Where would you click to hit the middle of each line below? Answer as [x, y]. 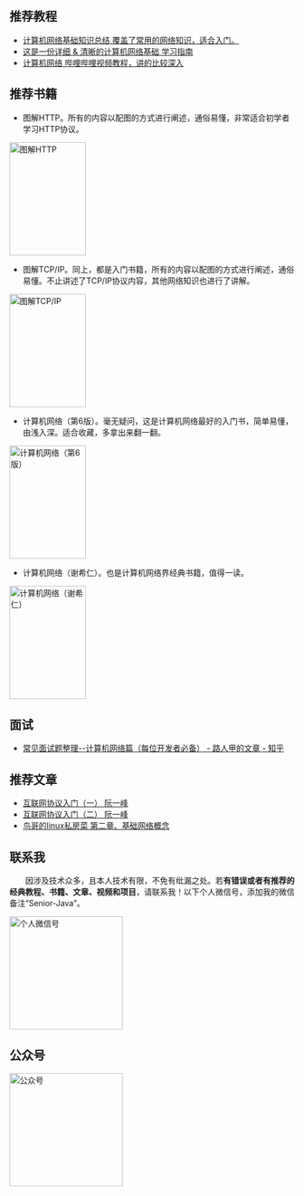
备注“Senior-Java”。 [47, 904]
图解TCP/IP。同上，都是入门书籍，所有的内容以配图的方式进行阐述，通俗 [158, 269]
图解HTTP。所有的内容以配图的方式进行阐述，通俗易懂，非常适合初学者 [156, 118]
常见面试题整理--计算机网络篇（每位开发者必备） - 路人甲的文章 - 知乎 [153, 748]
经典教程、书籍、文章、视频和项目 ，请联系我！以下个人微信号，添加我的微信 [152, 892]
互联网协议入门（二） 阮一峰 [75, 815]
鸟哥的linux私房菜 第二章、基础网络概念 [96, 826]
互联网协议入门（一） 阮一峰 [75, 803]
